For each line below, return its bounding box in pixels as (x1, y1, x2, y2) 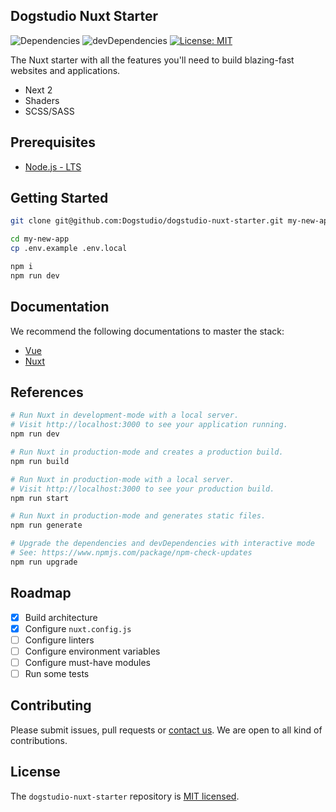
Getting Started (10, 190, 109, 207)
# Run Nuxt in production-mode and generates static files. (10, 511, 267, 521)
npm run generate (10, 520, 83, 531)
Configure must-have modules (24, 656, 152, 668)
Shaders (24, 94, 60, 106)
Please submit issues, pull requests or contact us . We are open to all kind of (10, 724, 323, 736)
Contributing (10, 697, 92, 714)
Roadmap (10, 585, 72, 602)
